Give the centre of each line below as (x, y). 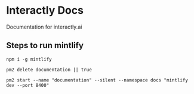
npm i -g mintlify (29, 59)
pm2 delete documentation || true (49, 70)
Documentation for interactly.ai (44, 27)
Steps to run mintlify (45, 46)
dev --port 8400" (28, 85)
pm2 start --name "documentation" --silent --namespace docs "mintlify (97, 80)
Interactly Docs (45, 10)
